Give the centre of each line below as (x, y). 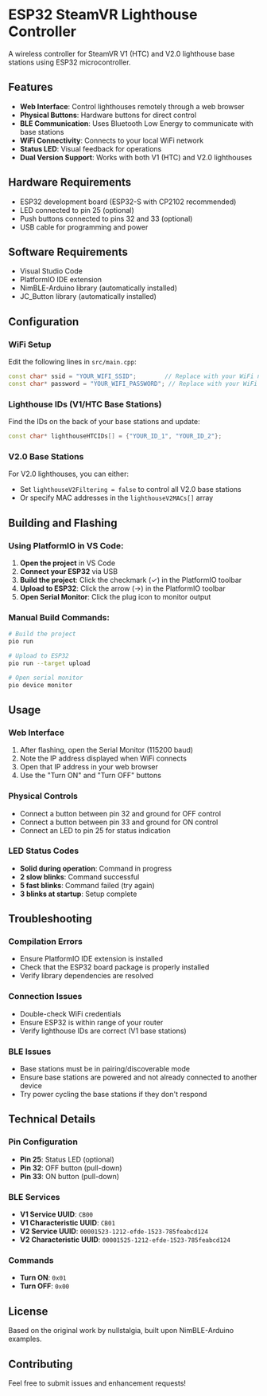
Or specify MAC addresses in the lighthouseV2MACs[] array (116, 498)
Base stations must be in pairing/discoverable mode (105, 1069)
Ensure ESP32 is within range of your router (91, 1022)
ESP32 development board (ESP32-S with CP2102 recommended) (128, 202)
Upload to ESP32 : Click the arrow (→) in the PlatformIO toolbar (122, 588)
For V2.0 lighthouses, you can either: (69, 474)
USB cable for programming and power (84, 227)
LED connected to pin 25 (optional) (77, 210)
